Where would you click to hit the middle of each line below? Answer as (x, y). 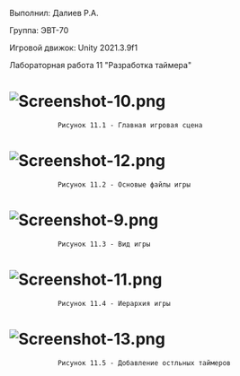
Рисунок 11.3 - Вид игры (104, 244)
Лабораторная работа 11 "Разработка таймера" (100, 65)
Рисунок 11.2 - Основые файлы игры (124, 184)
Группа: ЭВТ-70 (39, 30)
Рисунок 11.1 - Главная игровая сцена (130, 125)
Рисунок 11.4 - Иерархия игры (114, 303)
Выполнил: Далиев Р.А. (54, 13)
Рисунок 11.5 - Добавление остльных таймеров (144, 363)
